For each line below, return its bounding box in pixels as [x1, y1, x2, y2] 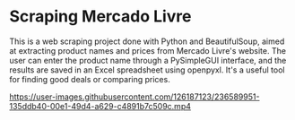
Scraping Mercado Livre [9, 6, 192, 27]
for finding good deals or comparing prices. [9, 73, 170, 84]
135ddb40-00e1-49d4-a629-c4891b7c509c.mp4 [9, 100, 191, 111]
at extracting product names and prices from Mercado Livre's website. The [9, 45, 287, 56]
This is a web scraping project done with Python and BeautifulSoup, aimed [9, 36, 285, 47]
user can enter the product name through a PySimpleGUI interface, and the [9, 55, 287, 65]
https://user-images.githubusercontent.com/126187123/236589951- [9, 91, 260, 102]
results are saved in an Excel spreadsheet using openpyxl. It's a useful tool [9, 64, 285, 75]
